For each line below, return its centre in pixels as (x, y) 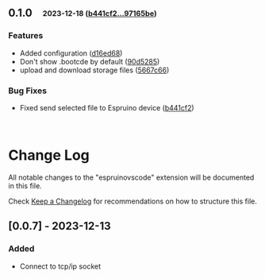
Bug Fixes (28, 91)
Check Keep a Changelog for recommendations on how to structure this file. (133, 201)
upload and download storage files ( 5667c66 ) (94, 70)
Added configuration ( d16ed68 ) (71, 53)
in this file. (25, 185)
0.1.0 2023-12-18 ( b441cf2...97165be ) (83, 13)
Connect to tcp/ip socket (60, 266)
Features (26, 36)
